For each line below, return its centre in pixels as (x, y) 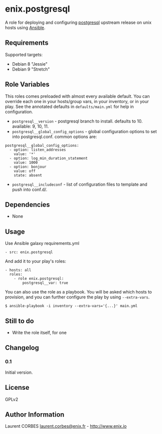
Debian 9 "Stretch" (31, 69)
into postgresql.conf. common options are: (54, 137)
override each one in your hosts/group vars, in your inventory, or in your (77, 101)
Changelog (22, 348)
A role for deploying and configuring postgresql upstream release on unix (78, 22)
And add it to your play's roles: (36, 261)
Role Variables (27, 84)
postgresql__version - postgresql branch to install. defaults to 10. (77, 121)
